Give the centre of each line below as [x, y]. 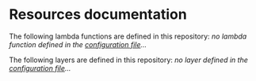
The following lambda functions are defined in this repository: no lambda [128, 36]
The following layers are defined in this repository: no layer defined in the [129, 60]
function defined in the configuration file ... [78, 44]
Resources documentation [98, 15]
